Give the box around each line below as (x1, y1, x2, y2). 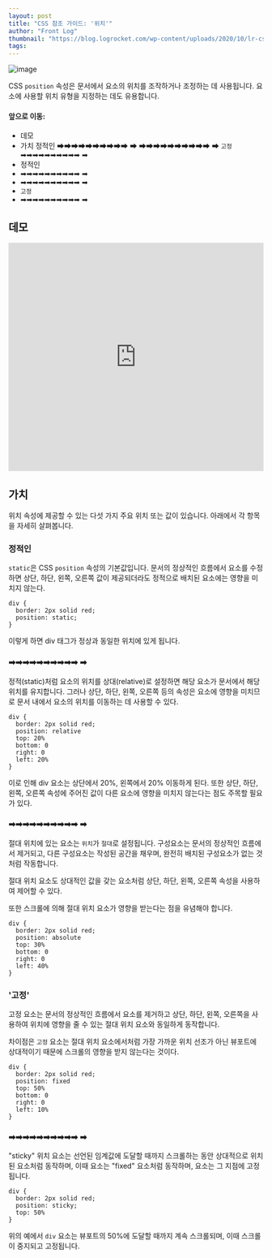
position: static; (15, 614, 79, 622)
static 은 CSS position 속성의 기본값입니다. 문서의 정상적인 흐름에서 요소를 (8, 563, 249, 573)
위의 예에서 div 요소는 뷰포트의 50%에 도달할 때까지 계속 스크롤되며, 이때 (8, 1231, 240, 1241)
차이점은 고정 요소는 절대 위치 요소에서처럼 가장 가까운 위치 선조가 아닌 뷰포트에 (8, 1036, 257, 1047)
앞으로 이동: (8, 111, 46, 121)
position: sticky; (15, 1202, 79, 1210)
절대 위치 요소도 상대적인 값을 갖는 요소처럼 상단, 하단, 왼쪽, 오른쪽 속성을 (8, 876, 239, 885)
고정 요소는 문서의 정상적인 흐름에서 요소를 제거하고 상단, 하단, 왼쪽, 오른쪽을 (8, 1010, 250, 1019)
